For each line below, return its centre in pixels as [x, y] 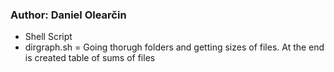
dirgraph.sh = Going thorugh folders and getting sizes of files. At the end [174, 47]
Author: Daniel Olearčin [68, 15]
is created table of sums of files [90, 58]
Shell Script [48, 37]
